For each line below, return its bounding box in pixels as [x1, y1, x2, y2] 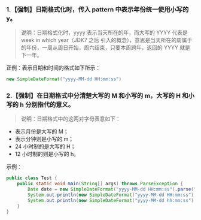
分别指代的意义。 [25, 101, 75, 109]
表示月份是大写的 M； [14, 128, 69, 135]
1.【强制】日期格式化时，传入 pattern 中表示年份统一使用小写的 [6, 5, 189, 13]
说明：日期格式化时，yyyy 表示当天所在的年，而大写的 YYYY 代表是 [20, 29, 188, 37]
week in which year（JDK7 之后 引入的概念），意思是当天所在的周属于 [20, 37, 193, 44]
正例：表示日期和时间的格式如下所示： [6, 64, 100, 71]
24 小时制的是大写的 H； [14, 143, 76, 150]
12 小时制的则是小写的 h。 [14, 150, 80, 158]
